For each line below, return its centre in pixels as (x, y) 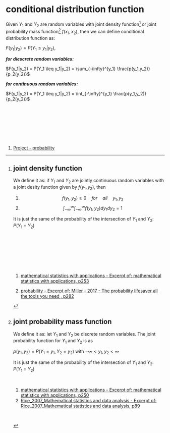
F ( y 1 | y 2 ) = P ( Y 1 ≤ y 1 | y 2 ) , (31, 48)
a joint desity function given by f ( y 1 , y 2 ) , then (59, 188)
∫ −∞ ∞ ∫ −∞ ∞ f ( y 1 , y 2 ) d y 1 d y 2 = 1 (93, 208)
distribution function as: (30, 38)
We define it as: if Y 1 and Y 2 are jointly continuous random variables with (89, 181)
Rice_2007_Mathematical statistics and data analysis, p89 (80, 406)
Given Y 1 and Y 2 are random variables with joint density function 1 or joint (81, 24)
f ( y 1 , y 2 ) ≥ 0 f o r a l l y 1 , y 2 (93, 199)
